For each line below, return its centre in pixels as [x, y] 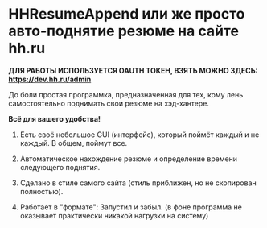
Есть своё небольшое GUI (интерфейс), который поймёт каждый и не [140, 135]
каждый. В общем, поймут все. [74, 143]
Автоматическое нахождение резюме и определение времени [129, 159]
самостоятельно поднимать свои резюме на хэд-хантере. [109, 103]
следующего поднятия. [60, 167]
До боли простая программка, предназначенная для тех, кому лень [126, 94]
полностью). [41, 191]
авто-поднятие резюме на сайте [124, 31]
